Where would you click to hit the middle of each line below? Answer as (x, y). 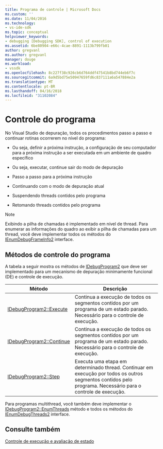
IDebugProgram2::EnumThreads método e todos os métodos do (69, 409)
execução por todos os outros (109, 374)
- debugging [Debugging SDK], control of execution (58, 41)
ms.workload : (18, 64)
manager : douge (20, 59)
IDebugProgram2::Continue (39, 341)
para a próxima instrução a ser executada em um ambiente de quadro (81, 153)
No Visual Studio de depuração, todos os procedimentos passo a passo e (78, 133)
